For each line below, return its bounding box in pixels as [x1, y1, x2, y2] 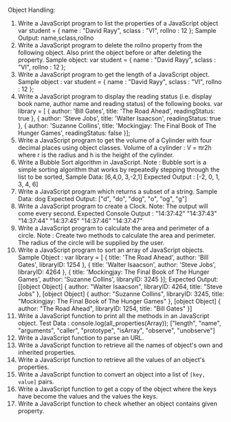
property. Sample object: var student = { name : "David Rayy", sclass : [17, 56, 216, 64]
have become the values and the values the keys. [17, 392, 158, 400]
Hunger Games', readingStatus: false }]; [17, 129, 131, 137]
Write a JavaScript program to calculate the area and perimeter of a [17, 224, 210, 232]
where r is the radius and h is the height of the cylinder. [17, 151, 175, 159]
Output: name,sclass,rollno [17, 34, 94, 42]
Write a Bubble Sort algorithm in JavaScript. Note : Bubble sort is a [17, 158, 207, 166]
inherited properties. [17, 348, 76, 357]
